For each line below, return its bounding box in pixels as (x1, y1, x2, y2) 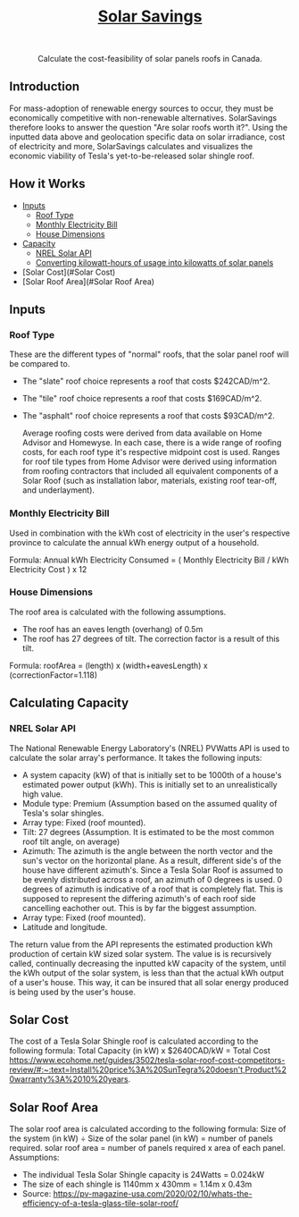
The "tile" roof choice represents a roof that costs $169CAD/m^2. (21, 393, 262, 404)
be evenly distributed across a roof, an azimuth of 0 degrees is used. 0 (21, 874, 283, 884)
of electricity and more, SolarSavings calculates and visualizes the (9, 140, 253, 151)
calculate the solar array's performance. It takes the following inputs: (9, 752, 262, 763)
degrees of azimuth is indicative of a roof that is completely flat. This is (21, 883, 284, 894)
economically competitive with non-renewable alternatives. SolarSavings (9, 112, 278, 123)
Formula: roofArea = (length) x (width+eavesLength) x (9, 660, 208, 671)
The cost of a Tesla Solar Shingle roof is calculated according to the (9, 1035, 259, 1047)
